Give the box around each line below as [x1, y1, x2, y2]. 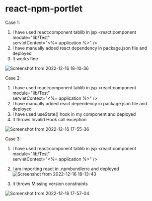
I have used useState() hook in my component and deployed [12, 111, 136, 117]
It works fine [12, 55, 38, 61]
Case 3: [5, 136, 21, 142]
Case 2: [5, 75, 21, 81]
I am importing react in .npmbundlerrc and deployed [12, 166, 119, 172]
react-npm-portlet [5, 3, 83, 14]
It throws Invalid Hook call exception [12, 116, 87, 122]
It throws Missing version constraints [12, 181, 88, 187]
